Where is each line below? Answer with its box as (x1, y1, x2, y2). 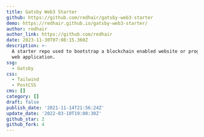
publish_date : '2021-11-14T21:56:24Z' (6, 104, 104, 111)
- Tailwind (12, 76, 39, 82)
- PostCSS (12, 82, 36, 89)
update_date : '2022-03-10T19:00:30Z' (6, 110, 102, 116)
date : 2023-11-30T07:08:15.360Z (6, 37, 88, 43)
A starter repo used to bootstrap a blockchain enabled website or (12, 48, 186, 55)
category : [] (6, 93, 39, 99)
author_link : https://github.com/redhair (6, 32, 113, 38)
